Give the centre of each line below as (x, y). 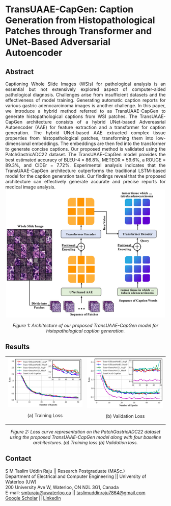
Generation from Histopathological (80, 20)
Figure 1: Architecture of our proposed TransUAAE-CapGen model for (85, 326)
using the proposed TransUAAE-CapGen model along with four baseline (85, 437)
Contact (18, 459)
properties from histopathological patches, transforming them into (79, 138)
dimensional (18, 143)
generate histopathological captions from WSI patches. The (71, 116)
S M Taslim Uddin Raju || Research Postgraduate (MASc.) (65, 471)
